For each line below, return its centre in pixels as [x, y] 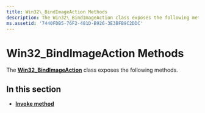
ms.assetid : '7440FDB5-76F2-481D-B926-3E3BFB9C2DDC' [75, 23]
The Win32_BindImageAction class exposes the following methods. [92, 70]
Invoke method [34, 104]
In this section [34, 89]
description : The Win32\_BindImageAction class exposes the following [98, 18]
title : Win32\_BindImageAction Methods [57, 12]
